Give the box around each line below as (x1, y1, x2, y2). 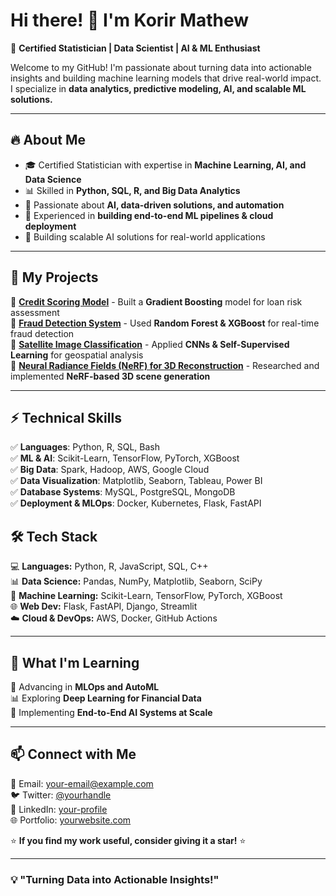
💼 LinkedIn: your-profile (10, 803, 108, 815)
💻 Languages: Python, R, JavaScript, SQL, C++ (10, 560, 209, 573)
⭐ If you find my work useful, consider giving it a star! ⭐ (10, 834, 247, 846)
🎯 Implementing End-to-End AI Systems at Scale (10, 707, 213, 718)
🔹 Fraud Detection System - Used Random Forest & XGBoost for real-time (10, 317, 320, 329)
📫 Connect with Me (10, 746, 137, 763)
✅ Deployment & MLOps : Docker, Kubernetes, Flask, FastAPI (10, 497, 262, 509)
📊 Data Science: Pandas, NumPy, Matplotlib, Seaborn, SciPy (10, 575, 263, 588)
